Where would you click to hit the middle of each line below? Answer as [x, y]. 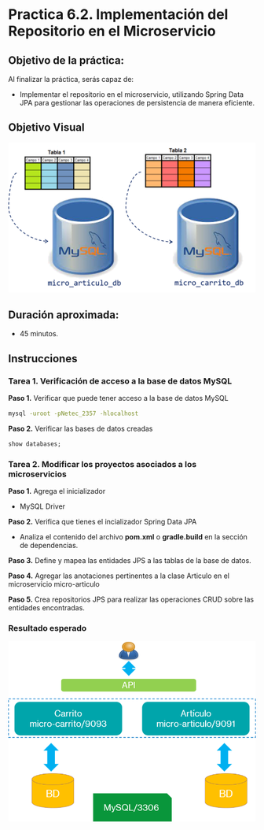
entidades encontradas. [46, 608]
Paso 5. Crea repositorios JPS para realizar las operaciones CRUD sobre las [131, 599]
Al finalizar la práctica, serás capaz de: [71, 79]
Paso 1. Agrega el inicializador [57, 491]
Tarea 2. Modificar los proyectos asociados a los [103, 464]
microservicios [37, 474]
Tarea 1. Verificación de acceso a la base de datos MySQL [120, 381]
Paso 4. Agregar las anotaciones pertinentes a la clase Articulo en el [119, 576]
